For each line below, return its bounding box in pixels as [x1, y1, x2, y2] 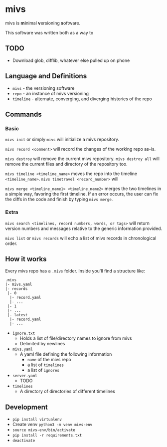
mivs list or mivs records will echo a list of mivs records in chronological [5, 235, 157, 241]
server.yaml [12, 373, 37, 379]
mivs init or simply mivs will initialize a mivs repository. [5, 136, 120, 143]
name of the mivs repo [27, 357, 71, 363]
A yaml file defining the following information [19, 351, 112, 357]
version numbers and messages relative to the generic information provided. [5, 225, 163, 231]
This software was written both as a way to [5, 29, 94, 35]
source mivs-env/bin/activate [12, 428, 76, 433]
